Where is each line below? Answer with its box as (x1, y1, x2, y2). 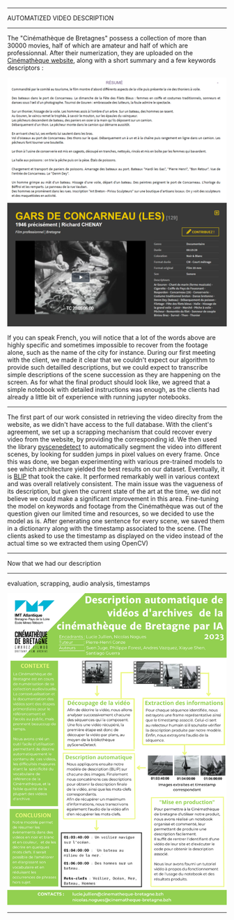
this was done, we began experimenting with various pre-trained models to (7, 458, 223, 465)
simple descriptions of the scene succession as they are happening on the (7, 371, 221, 379)
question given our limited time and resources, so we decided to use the (7, 509, 214, 518)
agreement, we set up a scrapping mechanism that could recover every (7, 428, 212, 436)
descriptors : (7, 64, 44, 72)
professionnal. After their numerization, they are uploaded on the (7, 49, 194, 57)
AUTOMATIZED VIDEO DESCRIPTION (7, 14, 114, 22)
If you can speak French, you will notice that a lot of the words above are (7, 333, 216, 342)
